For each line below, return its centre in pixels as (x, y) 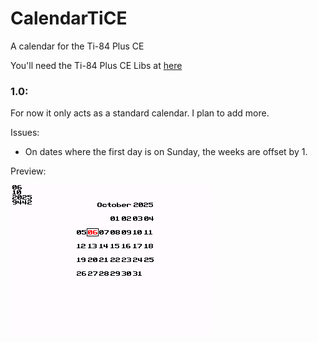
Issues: (25, 133)
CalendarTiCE (69, 18)
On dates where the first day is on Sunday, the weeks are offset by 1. (166, 152)
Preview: (28, 171)
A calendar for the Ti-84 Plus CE (77, 46)
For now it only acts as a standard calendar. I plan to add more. (140, 113)
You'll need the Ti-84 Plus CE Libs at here (96, 65)
